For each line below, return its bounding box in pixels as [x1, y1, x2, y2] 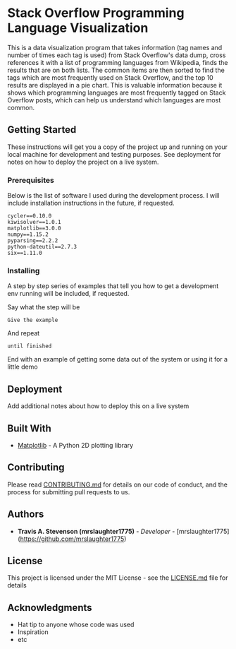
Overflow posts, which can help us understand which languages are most [7, 95, 221, 104]
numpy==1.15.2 [7, 231, 49, 238]
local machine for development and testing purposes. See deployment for [7, 150, 221, 158]
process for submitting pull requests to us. [7, 487, 130, 496]
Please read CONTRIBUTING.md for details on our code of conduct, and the [7, 480, 228, 489]
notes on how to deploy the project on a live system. [7, 157, 159, 166]
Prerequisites [7, 175, 54, 185]
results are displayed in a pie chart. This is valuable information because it [7, 81, 223, 89]
